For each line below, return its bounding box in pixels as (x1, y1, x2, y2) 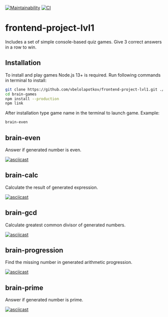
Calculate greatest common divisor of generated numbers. (5, 222, 126, 228)
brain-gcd (5, 208, 37, 217)
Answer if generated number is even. (5, 147, 81, 153)
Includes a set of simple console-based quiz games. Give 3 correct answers (5, 39, 162, 45)
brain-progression (5, 246, 63, 254)
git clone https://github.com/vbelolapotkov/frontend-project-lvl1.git (5, 87, 157, 92)
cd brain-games (5, 92, 37, 97)
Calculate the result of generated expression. (5, 184, 98, 190)
